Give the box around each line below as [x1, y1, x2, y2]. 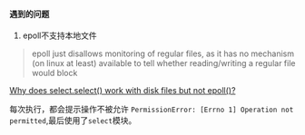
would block [31, 68, 78, 79]
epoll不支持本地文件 [22, 30, 97, 41]
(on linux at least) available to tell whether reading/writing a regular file [31, 58, 296, 69]
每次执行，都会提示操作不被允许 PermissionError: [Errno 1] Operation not [9, 104, 294, 115]
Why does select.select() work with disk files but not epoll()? [9, 85, 236, 96]
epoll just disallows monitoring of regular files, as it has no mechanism [31, 48, 295, 59]
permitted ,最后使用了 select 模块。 [9, 115, 137, 126]
